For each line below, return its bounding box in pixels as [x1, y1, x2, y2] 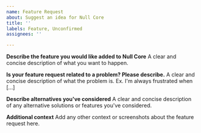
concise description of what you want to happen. [6, 60, 129, 67]
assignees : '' [6, 31, 42, 37]
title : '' [6, 20, 31, 26]
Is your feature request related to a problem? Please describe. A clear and [6, 71, 195, 78]
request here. [6, 120, 40, 127]
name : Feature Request [6, 8, 64, 15]
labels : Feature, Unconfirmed [6, 25, 83, 32]
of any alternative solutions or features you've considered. [6, 102, 153, 109]
